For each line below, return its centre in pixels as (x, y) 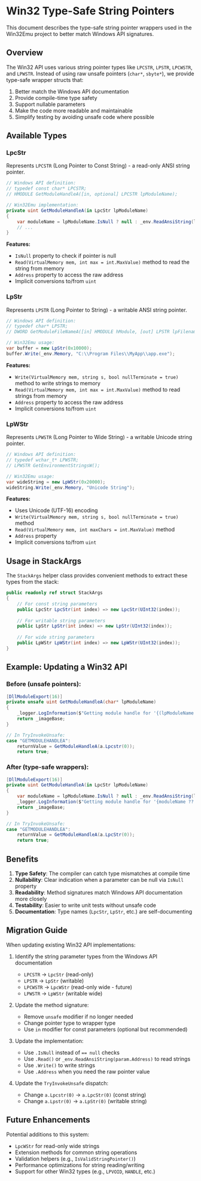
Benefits (22, 859)
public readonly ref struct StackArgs (54, 593)
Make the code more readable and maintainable (74, 110)
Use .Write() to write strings (60, 1065)
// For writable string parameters (61, 620)
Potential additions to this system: (48, 1134)
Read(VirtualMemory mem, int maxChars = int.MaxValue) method (95, 529)
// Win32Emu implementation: (42, 205)
